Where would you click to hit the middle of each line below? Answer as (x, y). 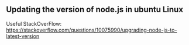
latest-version (23, 36)
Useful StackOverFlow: (34, 23)
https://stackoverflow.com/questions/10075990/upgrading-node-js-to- (92, 30)
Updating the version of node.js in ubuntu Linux (94, 10)
